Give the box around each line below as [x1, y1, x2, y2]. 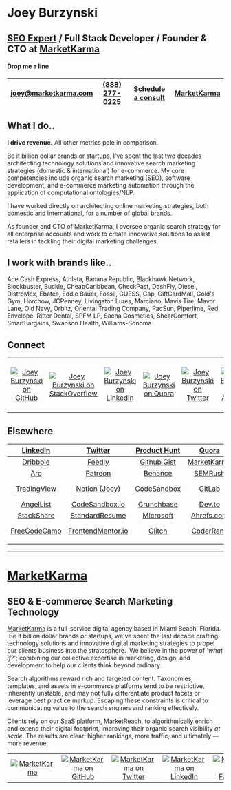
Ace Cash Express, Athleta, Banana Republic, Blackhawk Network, [7, 275, 195, 283]
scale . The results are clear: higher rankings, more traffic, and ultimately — [7, 732, 219, 740]
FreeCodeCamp [10, 526, 62, 536]
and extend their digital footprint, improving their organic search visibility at [7, 725, 221, 733]
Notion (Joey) [76, 484, 121, 494]
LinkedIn [21, 446, 51, 456]
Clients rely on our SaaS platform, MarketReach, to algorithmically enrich [7, 717, 213, 725]
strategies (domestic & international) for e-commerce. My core [7, 166, 184, 174]
